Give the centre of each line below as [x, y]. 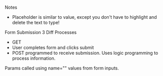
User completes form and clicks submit [53, 47]
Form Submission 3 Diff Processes [41, 32]
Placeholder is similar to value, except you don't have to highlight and [85, 17]
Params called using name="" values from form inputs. [62, 68]
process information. [34, 58]
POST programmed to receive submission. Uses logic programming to [85, 53]
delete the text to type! [36, 23]
